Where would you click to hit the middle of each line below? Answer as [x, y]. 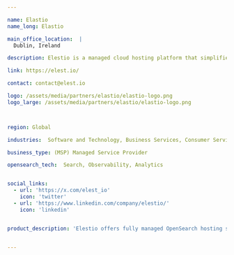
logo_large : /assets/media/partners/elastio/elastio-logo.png [99, 102]
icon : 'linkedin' [45, 210]
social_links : [28, 184]
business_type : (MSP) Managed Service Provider [78, 152]
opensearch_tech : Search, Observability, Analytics [85, 165]
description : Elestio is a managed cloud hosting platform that [102, 58]
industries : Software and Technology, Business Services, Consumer [109, 140]
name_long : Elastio [36, 26]
